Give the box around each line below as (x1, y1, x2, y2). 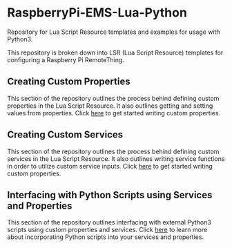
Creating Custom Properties (7, 76, 130, 88)
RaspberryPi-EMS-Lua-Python (7, 5, 188, 21)
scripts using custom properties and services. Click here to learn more (7, 226, 208, 234)
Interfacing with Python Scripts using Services (7, 189, 213, 201)
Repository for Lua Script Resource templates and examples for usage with (7, 28, 220, 36)
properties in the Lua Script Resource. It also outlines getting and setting (7, 102, 213, 110)
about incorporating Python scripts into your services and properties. (7, 233, 204, 241)
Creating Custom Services (7, 129, 124, 141)
